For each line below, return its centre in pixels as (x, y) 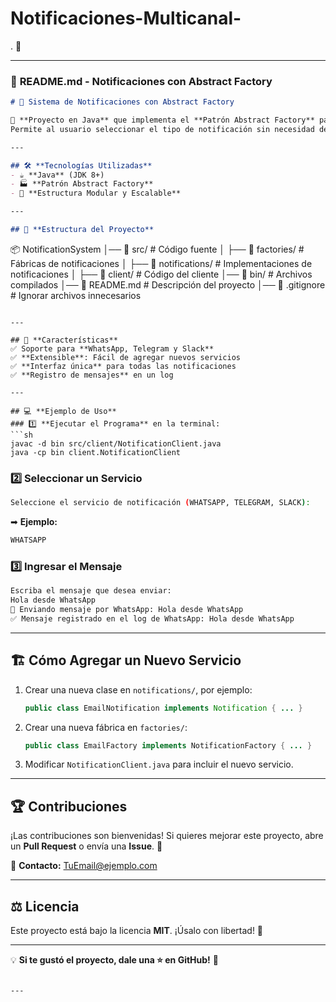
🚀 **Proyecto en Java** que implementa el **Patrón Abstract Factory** (162, 120)
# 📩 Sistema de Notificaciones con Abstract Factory (122, 102)
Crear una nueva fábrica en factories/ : (106, 727)
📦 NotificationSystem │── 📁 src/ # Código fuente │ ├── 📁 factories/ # (157, 249)
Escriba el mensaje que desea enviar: (91, 591)
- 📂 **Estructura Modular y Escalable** (96, 193)
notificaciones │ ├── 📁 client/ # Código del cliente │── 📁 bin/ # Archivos (161, 274)
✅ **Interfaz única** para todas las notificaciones (123, 366)
